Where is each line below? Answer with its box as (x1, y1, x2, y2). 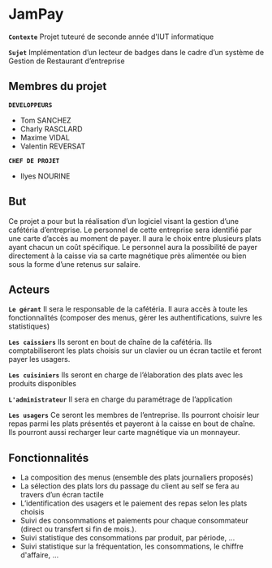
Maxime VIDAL (19, 132, 71, 142)
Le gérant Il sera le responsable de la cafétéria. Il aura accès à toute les (8, 304, 248, 314)
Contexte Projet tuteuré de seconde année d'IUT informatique (8, 32, 214, 41)
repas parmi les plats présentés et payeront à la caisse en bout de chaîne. (8, 419, 256, 428)
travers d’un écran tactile (19, 490, 104, 500)
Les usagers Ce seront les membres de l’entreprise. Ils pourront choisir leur (8, 411, 260, 420)
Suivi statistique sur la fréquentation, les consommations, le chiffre (19, 541, 244, 552)
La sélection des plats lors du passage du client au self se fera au (19, 481, 240, 491)
